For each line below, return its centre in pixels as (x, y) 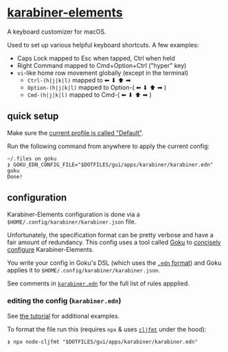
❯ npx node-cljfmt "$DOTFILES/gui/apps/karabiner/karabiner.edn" (102, 342)
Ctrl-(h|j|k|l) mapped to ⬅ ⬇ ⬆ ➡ (79, 80)
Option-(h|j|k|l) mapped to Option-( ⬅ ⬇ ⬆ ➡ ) (97, 87)
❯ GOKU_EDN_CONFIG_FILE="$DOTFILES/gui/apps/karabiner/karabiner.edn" (110, 165)
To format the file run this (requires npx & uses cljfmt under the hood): (107, 329)
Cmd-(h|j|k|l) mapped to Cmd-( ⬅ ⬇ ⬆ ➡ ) (90, 95)
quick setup (33, 116)
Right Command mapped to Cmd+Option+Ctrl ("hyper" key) (102, 65)
